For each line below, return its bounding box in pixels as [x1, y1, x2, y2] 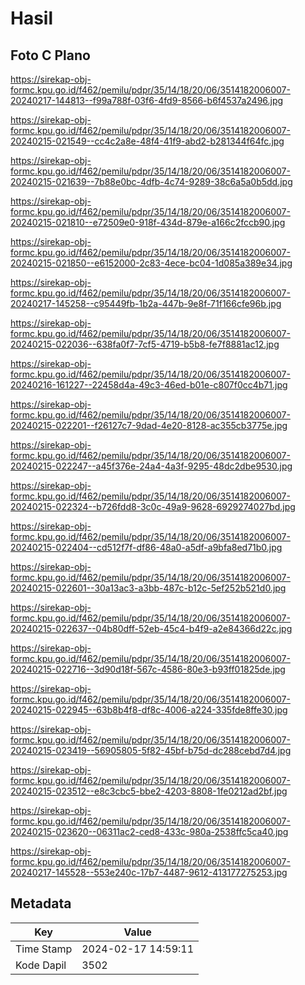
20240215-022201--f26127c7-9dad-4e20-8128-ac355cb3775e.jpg [10, 420, 288, 431]
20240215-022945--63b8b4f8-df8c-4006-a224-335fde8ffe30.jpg [10, 704, 288, 716]
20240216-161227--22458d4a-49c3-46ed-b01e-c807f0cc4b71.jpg [10, 379, 288, 391]
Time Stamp [15, 942, 73, 956]
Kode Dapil [15, 958, 67, 972]
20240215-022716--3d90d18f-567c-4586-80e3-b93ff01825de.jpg [10, 663, 286, 675]
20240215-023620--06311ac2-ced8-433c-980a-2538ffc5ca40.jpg [10, 826, 289, 837]
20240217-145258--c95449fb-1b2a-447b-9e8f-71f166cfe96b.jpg [10, 298, 282, 309]
